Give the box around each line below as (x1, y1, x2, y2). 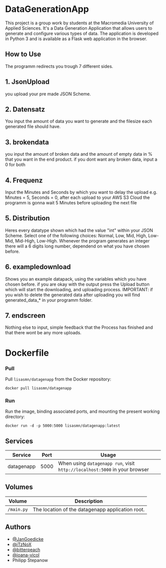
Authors (5, 523, 31, 531)
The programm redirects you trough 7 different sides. (5, 63, 114, 69)
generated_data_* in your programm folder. (5, 297, 93, 303)
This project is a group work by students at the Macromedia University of (5, 20, 154, 26)
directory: (5, 414, 25, 420)
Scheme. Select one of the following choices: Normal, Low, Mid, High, (5, 232, 147, 239)
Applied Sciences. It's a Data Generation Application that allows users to (5, 25, 152, 31)
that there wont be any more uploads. (5, 330, 82, 336)
